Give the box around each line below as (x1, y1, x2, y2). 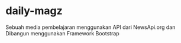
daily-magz (5, 4, 63, 18)
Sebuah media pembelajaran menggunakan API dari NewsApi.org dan (5, 24, 176, 31)
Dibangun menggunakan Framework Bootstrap (5, 29, 119, 37)
